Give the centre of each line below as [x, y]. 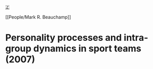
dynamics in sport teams [87, 49]
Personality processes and [64, 38]
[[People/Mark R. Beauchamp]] [38, 17]
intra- [136, 38]
